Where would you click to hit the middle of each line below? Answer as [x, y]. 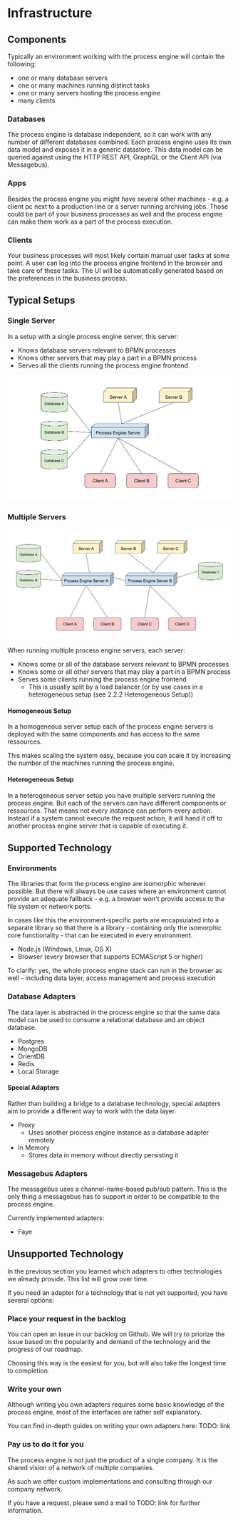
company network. [35, 1489]
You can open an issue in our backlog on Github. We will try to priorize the [116, 1334]
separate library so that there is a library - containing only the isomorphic [115, 928]
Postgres [31, 1041]
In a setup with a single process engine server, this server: [93, 336]
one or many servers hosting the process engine [89, 93]
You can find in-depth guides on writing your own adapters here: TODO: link [119, 1426]
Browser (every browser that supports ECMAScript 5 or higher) [110, 957]
